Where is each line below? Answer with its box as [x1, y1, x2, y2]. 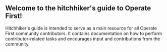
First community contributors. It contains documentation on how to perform [5, 30, 162, 36]
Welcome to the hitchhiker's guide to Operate [5, 4, 151, 12]
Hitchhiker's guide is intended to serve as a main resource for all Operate [5, 25, 157, 31]
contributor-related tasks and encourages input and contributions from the [5, 35, 160, 41]
